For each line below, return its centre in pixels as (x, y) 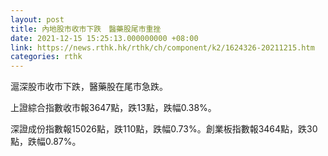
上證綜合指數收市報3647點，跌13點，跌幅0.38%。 (113, 108)
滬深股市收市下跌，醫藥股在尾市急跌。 (89, 87)
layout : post (37, 19)
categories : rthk (46, 57)
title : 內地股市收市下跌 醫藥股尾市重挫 (86, 29)
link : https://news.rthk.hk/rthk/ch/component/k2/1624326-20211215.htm (162, 47)
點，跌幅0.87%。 (46, 142)
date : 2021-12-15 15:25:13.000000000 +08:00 (104, 38)
